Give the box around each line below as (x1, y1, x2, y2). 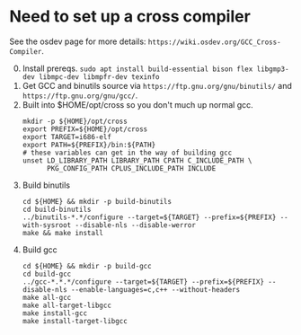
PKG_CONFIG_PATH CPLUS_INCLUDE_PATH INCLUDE (46, 163, 217, 172)
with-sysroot (22, 220, 72, 230)
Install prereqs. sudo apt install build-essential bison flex (22, 63, 253, 74)
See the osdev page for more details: (9, 36, 146, 47)
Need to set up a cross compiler (9, 6, 252, 27)
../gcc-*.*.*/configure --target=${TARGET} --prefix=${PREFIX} (22, 277, 265, 287)
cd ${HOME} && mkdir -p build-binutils (22, 197, 173, 206)
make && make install (22, 228, 103, 237)
